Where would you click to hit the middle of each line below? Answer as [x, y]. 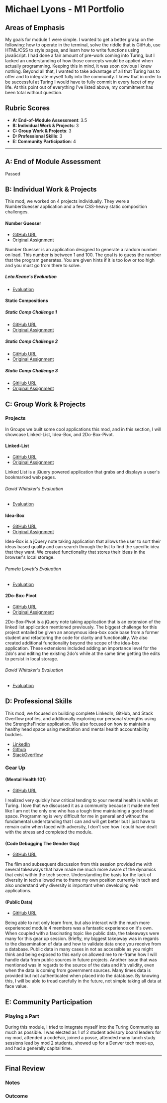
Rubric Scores [28, 108]
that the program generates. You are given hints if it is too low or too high [80, 260]
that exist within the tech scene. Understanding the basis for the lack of [78, 875]
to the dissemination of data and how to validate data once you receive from [83, 944]
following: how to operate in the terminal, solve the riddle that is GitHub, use [83, 45]
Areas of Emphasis [35, 28]
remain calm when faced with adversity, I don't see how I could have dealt [81, 826]
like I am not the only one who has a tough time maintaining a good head [80, 810]
